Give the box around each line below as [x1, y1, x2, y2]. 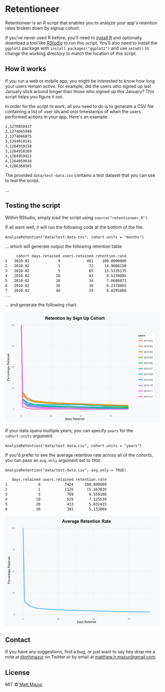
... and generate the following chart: [5, 302, 78, 308]
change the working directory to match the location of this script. [5, 50, 137, 56]
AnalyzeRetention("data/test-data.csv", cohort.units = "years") [5, 444, 142, 449]
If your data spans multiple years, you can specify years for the [5, 428, 133, 434]
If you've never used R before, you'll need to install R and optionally [5, 35, 142, 41]
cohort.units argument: [5, 433, 54, 439]
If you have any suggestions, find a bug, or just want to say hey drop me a [5, 649, 156, 655]
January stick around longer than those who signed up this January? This [5, 88, 155, 94]
